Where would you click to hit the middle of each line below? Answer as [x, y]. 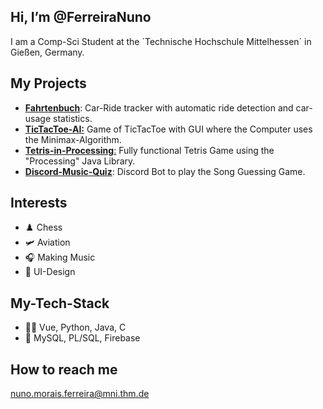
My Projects [48, 83]
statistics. [73, 118]
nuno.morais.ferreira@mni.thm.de [80, 394]
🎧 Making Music [60, 257]
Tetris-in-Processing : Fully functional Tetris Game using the [149, 150]
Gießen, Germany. [47, 52]
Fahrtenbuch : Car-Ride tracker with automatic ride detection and [159, 107]
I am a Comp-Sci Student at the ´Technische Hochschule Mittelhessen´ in [161, 41]
